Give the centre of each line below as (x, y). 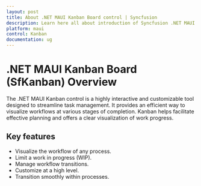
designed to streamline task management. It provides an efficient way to (96, 105)
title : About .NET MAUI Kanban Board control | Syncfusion (82, 17)
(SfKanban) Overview (62, 82)
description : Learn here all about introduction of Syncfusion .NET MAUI (101, 23)
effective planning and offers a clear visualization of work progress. (90, 118)
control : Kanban (26, 34)
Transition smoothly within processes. (62, 176)
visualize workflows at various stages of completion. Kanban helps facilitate (100, 111)
